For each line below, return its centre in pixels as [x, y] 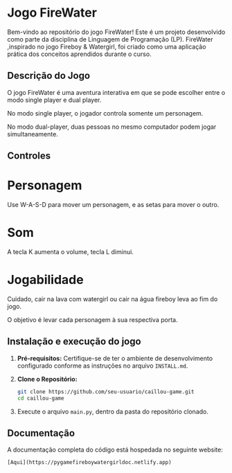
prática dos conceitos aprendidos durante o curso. [79, 54]
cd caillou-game [41, 398]
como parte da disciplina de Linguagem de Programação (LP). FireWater [110, 39]
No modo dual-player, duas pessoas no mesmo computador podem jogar [112, 127]
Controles [29, 156]
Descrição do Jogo [49, 76]
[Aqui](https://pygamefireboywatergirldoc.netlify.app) [89, 463]
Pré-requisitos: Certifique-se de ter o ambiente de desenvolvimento [115, 358]
